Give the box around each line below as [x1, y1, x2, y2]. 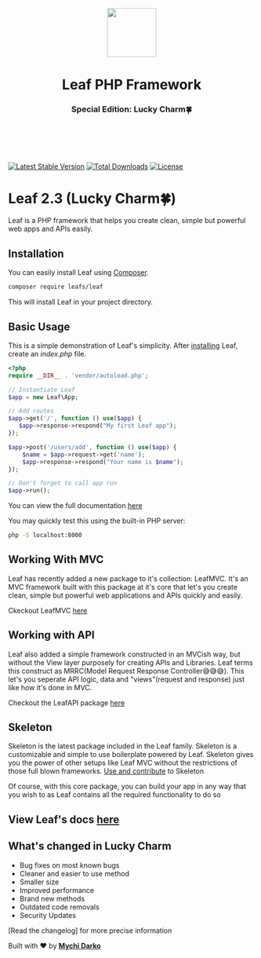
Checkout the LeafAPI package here [8, 698, 125, 708]
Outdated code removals [19, 902, 100, 912]
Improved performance [19, 885, 95, 894]
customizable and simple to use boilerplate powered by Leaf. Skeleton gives [8, 750, 254, 759]
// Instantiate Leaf [8, 386, 76, 393]
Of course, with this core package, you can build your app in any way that [8, 781, 247, 792]
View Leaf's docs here [8, 813, 120, 826]
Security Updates [19, 910, 77, 920]
